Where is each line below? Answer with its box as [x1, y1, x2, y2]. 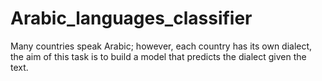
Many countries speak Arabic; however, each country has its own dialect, [10, 40, 313, 52]
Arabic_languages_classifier [10, 7, 253, 30]
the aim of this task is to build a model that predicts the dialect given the [10, 50, 307, 62]
